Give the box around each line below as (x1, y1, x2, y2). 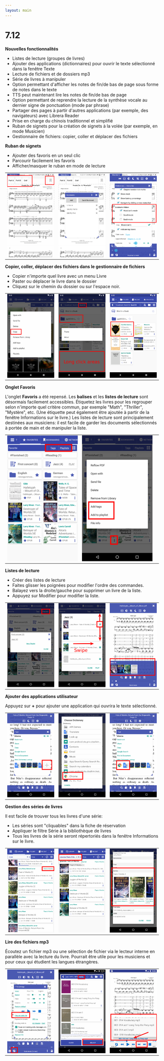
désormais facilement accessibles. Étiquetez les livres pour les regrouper (5, 399, 152, 405)
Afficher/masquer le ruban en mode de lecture (12, 163, 106, 169)
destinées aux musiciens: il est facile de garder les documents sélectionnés (5, 419, 157, 426)
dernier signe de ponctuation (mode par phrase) (12, 102, 109, 108)
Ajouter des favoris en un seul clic (12, 152, 81, 158)
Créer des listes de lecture (12, 577, 66, 583)
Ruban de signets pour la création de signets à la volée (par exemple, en (12, 123, 158, 129)
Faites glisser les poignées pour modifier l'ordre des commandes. (12, 582, 144, 588)
